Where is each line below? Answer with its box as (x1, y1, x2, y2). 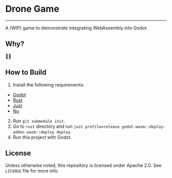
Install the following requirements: (12, 81, 84, 87)
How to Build (5, 68, 47, 77)
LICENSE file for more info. (5, 168, 59, 174)
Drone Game (5, 3, 60, 15)
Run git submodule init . (12, 118, 66, 124)
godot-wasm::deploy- (121, 124, 165, 129)
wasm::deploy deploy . (26, 128, 72, 135)
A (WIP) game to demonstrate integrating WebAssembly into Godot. (5, 25, 148, 31)
